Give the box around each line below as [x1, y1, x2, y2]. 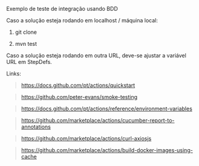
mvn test [15, 40, 38, 47]
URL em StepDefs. [6, 59, 53, 65]
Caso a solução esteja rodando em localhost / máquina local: [6, 17, 158, 24]
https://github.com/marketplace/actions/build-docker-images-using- [21, 147, 194, 153]
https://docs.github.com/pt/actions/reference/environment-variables [21, 105, 192, 112]
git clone [15, 28, 38, 36]
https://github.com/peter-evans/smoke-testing [21, 94, 138, 100]
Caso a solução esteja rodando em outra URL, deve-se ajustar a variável [6, 52, 186, 59]
